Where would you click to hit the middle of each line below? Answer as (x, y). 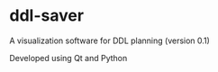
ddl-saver (46, 16)
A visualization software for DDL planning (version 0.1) (109, 40)
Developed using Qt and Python (68, 58)
